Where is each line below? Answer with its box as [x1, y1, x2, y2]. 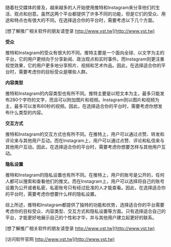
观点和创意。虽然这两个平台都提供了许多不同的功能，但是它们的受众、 [14, 11, 161, 17]
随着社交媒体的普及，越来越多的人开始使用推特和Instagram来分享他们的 [5, 5, 156, 10]
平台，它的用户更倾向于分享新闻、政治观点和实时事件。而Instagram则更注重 [5, 56, 164, 62]
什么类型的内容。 [9, 109, 46, 116]
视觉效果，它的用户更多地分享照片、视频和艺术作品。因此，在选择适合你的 [5, 63, 161, 68]
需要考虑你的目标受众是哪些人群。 [18, 69, 90, 75]
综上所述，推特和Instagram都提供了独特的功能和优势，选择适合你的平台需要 [5, 202, 164, 208]
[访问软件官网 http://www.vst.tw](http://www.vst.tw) [5, 236, 115, 242]
